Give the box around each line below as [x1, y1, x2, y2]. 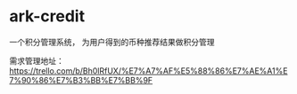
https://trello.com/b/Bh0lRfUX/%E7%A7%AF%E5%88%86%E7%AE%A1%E [9, 65, 288, 76]
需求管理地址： [9, 55, 64, 66]
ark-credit [9, 6, 86, 27]
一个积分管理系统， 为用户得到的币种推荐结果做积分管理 [9, 36, 215, 47]
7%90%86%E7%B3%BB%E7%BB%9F [9, 74, 153, 85]
